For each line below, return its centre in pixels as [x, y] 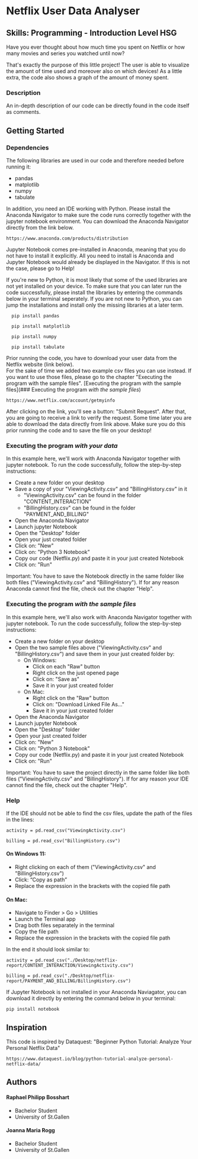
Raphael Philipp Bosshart [38, 1097]
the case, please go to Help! [41, 268]
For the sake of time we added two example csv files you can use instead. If [99, 370]
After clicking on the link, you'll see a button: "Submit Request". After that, [96, 411]
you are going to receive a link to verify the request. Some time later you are [99, 418]
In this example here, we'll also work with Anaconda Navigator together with [99, 617]
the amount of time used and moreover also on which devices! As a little [94, 71]
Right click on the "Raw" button [71, 698]
